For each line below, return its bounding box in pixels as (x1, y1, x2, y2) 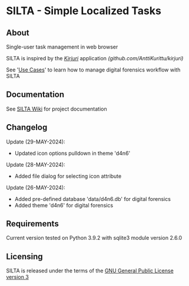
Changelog (6, 122, 48, 132)
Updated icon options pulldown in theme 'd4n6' (14, 149, 131, 157)
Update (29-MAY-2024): (6, 138, 66, 145)
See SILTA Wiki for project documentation (6, 105, 107, 112)
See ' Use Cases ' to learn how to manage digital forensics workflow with (6, 66, 181, 73)
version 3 (6, 274, 29, 281)
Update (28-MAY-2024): (6, 161, 66, 168)
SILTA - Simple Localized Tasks (6, 4, 162, 18)
